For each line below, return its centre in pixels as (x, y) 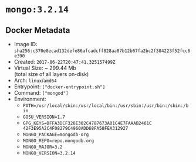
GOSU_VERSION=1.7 (44, 117)
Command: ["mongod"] (41, 93)
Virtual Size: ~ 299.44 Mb (45, 68)
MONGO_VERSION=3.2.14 (49, 153)
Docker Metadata (38, 30)
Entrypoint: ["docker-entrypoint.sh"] (60, 87)
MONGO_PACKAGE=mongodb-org (56, 135)
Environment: (30, 99)
